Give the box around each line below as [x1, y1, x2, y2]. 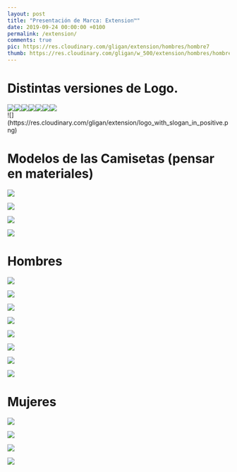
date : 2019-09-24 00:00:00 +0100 [7, 23, 106, 30]
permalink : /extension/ [7, 30, 78, 38]
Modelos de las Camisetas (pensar [7, 151, 215, 166]
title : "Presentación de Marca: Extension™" [7, 17, 140, 24]
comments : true [7, 37, 52, 44]
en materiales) [7, 166, 94, 181]
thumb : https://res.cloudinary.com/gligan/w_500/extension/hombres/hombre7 [7, 50, 235, 57]
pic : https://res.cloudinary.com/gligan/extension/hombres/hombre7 [7, 43, 210, 50]
